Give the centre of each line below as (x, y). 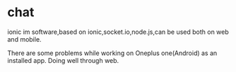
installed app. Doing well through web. (63, 60)
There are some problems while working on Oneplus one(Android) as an (112, 53)
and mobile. (24, 39)
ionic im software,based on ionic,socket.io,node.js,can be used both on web (118, 32)
